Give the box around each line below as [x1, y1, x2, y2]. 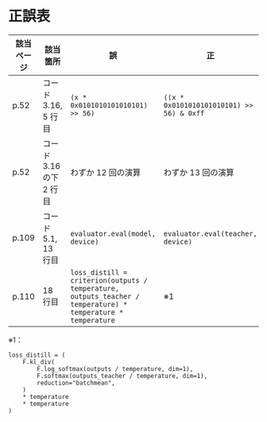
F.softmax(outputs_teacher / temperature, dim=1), [37, 372, 208, 380]
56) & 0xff [163, 108, 205, 118]
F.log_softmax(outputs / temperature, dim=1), [37, 365, 194, 373]
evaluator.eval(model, [70, 229, 157, 238]
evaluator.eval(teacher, [163, 229, 258, 238]
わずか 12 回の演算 [70, 166, 141, 178]
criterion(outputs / [70, 275, 149, 285]
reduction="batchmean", [37, 379, 115, 387]
